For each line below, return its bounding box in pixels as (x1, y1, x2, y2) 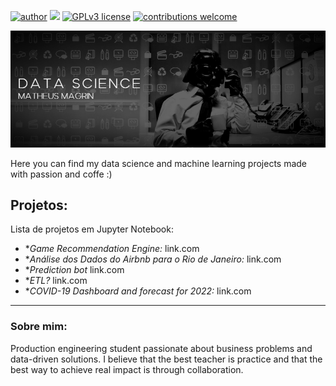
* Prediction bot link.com (24, 264, 125, 276)
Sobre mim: (10, 320, 68, 334)
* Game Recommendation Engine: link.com (24, 243, 200, 255)
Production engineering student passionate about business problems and (10, 342, 313, 354)
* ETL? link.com (24, 275, 88, 287)
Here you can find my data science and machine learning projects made (10, 157, 308, 169)
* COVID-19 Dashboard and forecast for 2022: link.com (24, 285, 252, 297)
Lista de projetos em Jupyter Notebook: (10, 223, 174, 235)
